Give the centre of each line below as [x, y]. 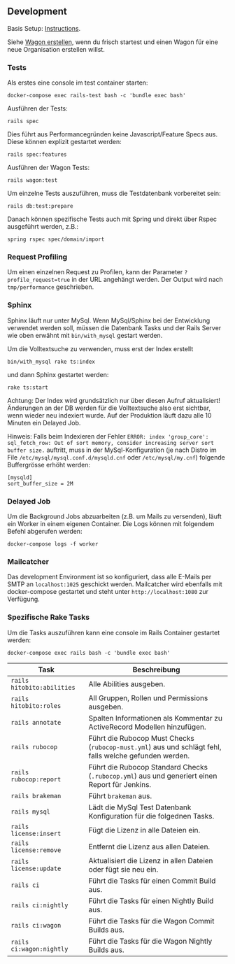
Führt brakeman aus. [120, 795]
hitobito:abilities [43, 687]
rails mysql [31, 811]
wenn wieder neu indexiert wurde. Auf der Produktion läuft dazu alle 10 [109, 415]
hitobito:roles [36, 706]
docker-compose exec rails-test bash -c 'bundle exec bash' [97, 96]
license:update [36, 868]
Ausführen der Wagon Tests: [48, 168]
